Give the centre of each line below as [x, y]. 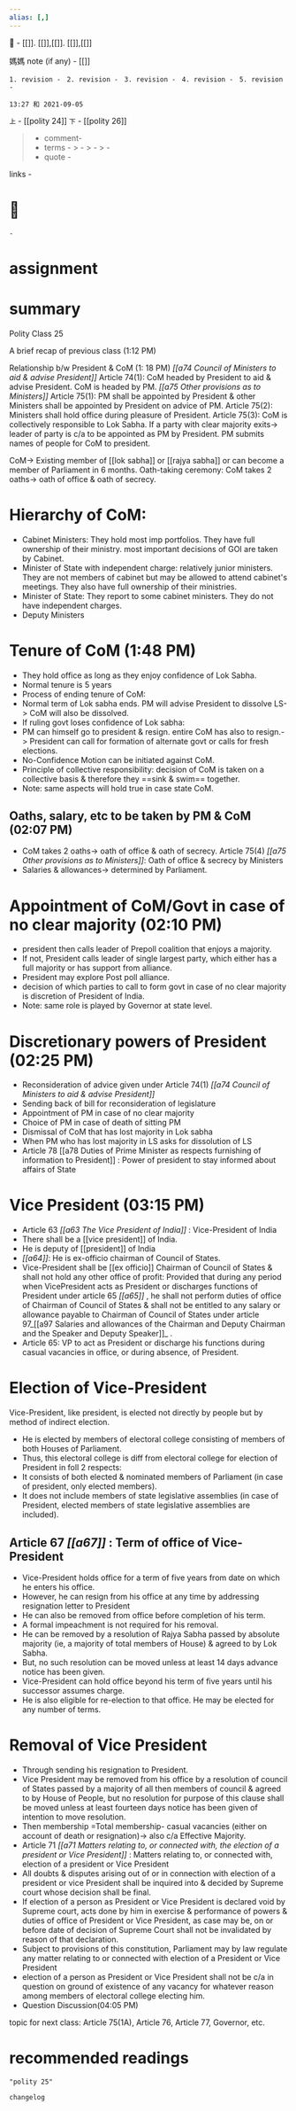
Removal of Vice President [108, 1745]
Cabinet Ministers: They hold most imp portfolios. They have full [138, 539]
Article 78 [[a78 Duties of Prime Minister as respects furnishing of [141, 1151]
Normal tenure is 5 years [67, 684]
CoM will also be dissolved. [80, 713]
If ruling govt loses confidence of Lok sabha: [103, 722]
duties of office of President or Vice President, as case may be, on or [148, 1920]
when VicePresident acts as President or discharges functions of [140, 1287]
